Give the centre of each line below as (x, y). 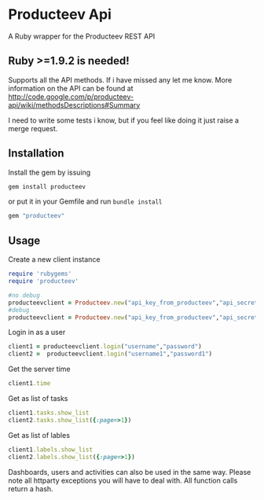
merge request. (33, 128)
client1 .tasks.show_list (49, 413)
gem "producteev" (37, 216)
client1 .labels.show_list (50, 450)
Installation (36, 154)
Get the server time (39, 369)
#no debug (24, 295)
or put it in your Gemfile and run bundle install (85, 201)
